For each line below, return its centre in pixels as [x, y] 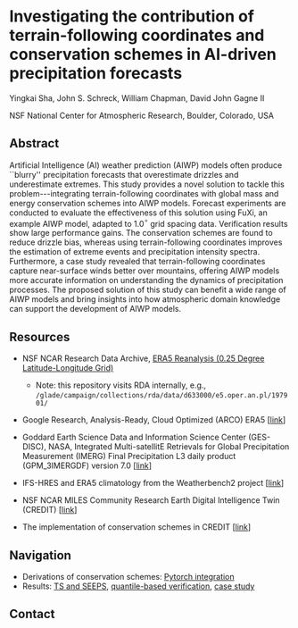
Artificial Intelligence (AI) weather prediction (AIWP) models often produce [146, 165]
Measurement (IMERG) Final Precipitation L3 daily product [129, 456]
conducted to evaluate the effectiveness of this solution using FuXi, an [138, 213]
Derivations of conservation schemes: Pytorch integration [128, 577]
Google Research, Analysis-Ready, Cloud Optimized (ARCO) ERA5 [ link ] [154, 420]
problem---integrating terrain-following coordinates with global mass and [144, 193]
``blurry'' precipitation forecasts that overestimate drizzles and [124, 174]
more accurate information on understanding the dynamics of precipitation [146, 281]
